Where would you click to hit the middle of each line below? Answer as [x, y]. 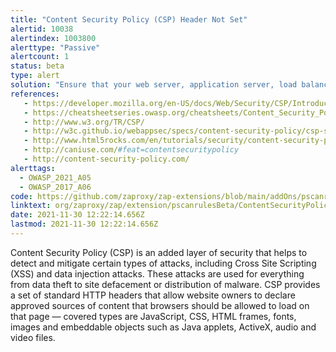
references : [35, 94]
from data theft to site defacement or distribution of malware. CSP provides [165, 284]
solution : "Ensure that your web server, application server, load [154, 85]
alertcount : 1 [40, 57]
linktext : [31, 206]
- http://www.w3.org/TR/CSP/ [84, 122]
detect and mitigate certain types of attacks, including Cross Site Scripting [163, 263]
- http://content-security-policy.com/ [106, 159]
